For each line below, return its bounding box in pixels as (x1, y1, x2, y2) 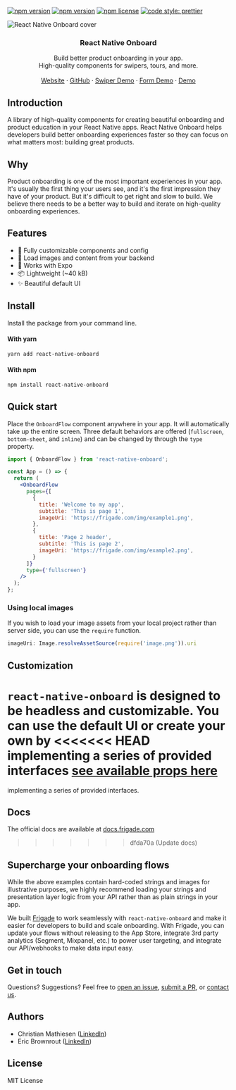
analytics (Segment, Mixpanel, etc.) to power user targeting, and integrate (7, 936, 222, 945)
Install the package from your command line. (7, 318, 137, 327)
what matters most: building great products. (7, 138, 135, 147)
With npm (7, 366, 37, 374)
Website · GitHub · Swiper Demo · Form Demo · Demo (41, 76, 196, 85)
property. (7, 442, 35, 450)
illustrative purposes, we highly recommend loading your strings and (7, 885, 206, 894)
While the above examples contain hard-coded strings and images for (7, 878, 210, 886)
